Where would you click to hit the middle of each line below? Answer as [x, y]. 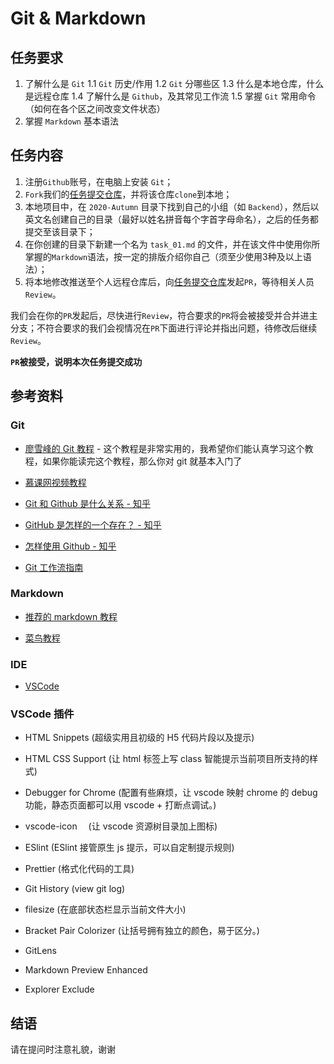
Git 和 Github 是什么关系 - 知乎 [87, 503]
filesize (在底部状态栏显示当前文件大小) [105, 909]
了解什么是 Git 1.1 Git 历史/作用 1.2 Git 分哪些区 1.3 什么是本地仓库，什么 [174, 83]
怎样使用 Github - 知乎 [70, 546]
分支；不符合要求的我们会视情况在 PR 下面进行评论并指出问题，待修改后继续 [164, 328]
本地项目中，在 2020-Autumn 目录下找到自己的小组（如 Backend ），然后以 [172, 206]
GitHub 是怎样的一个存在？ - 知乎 [93, 524]
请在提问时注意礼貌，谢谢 [63, 1049]
